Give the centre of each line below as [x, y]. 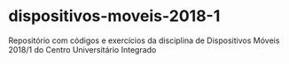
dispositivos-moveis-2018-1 [114, 16]
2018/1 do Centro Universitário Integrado [82, 49]
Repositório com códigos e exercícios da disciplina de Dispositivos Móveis [144, 40]
